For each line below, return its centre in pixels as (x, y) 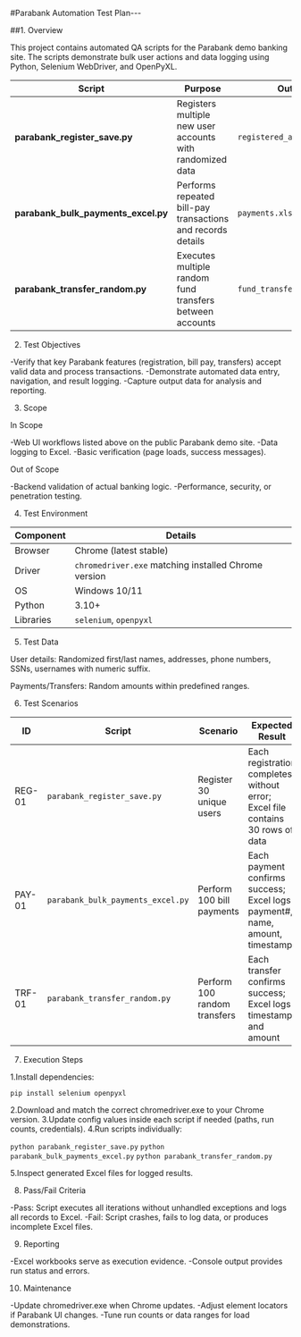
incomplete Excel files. (51, 1227)
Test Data (41, 642)
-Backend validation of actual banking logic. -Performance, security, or (141, 487)
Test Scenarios (50, 703)
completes (270, 774)
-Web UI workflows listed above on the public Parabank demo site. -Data (144, 442)
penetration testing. (46, 496)
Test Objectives (52, 345)
